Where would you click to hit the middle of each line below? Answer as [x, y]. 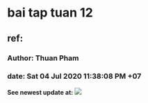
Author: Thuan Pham [43, 58]
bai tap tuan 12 [50, 13]
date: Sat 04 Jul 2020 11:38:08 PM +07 [74, 76]
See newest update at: [40, 92]
